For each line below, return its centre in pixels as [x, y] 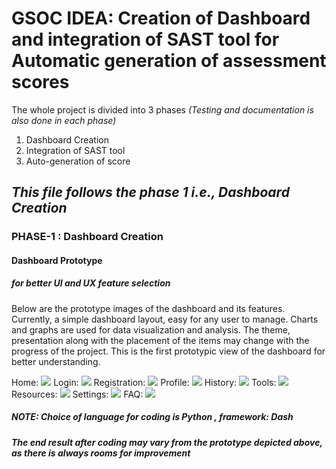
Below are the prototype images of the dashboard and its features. [148, 308]
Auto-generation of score [78, 161]
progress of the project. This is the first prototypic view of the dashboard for [168, 351]
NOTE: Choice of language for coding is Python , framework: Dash [152, 417]
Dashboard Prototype [57, 260]
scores [40, 82]
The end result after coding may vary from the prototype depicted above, [167, 442]
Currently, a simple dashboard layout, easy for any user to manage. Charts [165, 319]
